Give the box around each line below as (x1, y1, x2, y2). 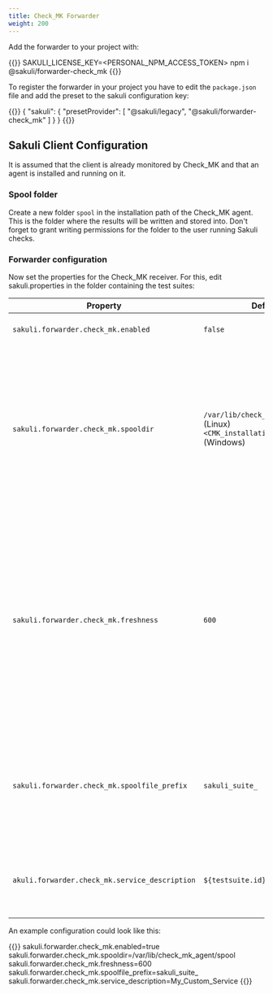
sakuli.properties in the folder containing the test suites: (8, 280, 195, 290)
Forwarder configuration (8, 254, 108, 265)
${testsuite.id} (203, 875, 266, 884)
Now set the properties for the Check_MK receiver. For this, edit (8, 271, 222, 281)
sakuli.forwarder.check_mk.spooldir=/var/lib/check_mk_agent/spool (8, 950, 236, 960)
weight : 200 (8, 20, 49, 28)
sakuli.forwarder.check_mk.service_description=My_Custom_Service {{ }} (8, 976, 253, 986)
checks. (8, 233, 35, 243)
